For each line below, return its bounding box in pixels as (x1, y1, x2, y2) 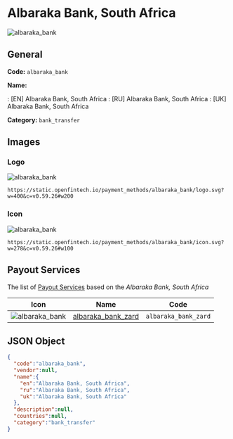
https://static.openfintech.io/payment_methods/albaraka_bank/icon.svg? (7, 238, 225, 246)
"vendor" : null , (13, 367, 58, 374)
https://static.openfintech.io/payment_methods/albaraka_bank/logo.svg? (7, 186, 225, 194)
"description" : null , (13, 406, 74, 413)
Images (7, 136, 41, 148)
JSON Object (7, 335, 65, 347)
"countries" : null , (13, 413, 68, 420)
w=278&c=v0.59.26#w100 (7, 245, 74, 252)
